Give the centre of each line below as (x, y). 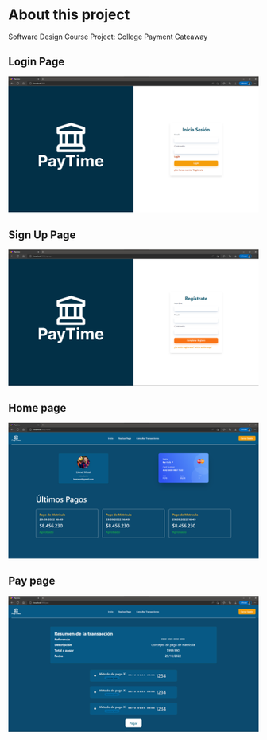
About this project (69, 15)
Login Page (37, 62)
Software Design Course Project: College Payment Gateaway (108, 37)
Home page (37, 408)
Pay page (32, 581)
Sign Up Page (42, 235)
